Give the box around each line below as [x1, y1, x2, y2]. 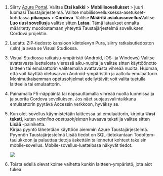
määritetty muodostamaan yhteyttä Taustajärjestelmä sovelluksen [9, 25, 144, 31]
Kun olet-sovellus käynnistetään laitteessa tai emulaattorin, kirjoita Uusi [9, 111, 155, 117]
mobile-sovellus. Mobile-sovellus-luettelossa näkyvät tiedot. [9, 142, 133, 148]
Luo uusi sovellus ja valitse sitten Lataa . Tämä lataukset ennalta [9, 20, 139, 26]
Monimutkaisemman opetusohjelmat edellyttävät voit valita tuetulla [9, 76, 146, 82]
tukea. [9, 167, 23, 172]
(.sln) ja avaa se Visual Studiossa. [9, 45, 78, 51]
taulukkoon [9, 137, 33, 143]
